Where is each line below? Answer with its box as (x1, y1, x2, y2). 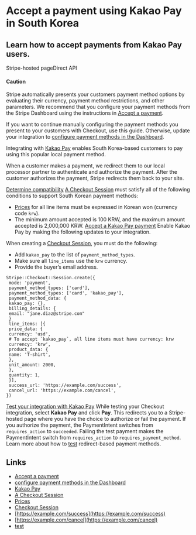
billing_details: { (8, 306, 57, 311)
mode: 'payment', (8, 280, 51, 286)
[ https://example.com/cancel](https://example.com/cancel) (14, 516, 158, 523)
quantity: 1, (8, 372, 41, 378)
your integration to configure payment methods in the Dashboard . (6, 133, 164, 140)
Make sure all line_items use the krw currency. (14, 258, 128, 265)
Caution (6, 78, 26, 85)
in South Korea (6, 16, 80, 30)
